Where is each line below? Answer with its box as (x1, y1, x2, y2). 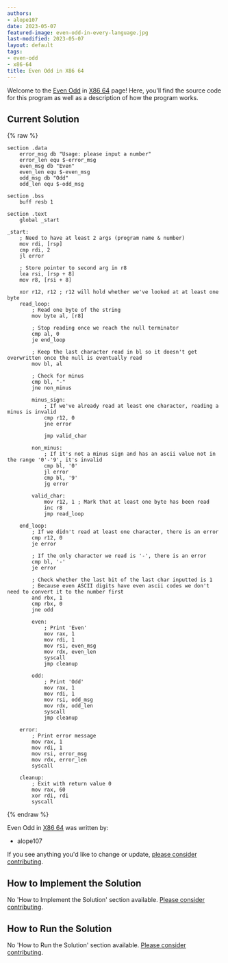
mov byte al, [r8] (31, 313, 84, 319)
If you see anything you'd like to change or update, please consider (7, 851, 197, 859)
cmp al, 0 (31, 330, 60, 338)
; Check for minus (31, 373, 84, 380)
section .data (7, 145, 48, 151)
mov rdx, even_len (43, 648, 97, 655)
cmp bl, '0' (43, 463, 78, 470)
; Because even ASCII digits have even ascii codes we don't (31, 583, 210, 589)
